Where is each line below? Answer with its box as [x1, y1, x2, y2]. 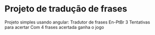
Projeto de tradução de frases [4, 3, 127, 14]
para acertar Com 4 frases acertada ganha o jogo [4, 24, 104, 30]
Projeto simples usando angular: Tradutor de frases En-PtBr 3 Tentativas [4, 19, 151, 25]
